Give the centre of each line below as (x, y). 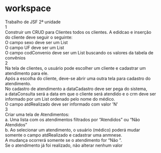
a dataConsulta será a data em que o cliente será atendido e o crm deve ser (80, 94)
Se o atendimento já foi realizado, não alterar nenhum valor (64, 145)
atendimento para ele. (27, 73)
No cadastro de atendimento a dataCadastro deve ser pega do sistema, (76, 89)
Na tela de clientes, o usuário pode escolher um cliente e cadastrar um (75, 68)
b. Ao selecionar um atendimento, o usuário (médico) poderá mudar (73, 130)
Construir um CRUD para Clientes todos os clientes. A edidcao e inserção (78, 32)
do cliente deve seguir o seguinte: (39, 37)
